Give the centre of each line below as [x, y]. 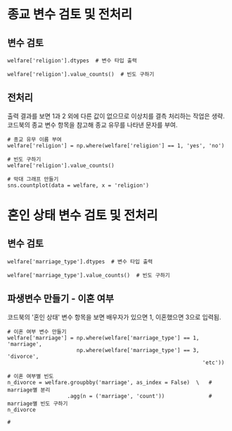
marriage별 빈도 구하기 [38, 403]
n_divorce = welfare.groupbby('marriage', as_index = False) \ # [110, 382]
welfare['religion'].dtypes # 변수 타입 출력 [72, 61]
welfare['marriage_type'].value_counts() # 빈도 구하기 [89, 275]
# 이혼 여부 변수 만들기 [37, 332]
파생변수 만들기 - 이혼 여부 [61, 299]
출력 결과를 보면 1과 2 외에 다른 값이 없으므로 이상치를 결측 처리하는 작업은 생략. [116, 116]
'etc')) [213, 363]
